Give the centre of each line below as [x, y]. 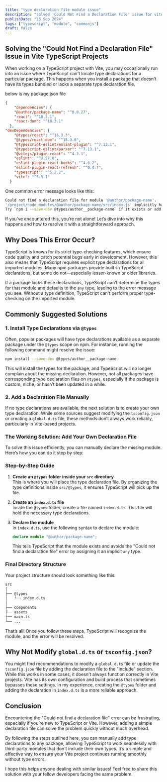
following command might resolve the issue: [50, 349]
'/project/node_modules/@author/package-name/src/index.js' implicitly [81, 205]
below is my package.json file [36, 94]
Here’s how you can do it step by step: [44, 453]
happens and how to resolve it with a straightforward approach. [70, 224]
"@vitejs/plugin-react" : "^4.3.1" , [51, 154]
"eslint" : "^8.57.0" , [36, 158]
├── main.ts [17, 617]
